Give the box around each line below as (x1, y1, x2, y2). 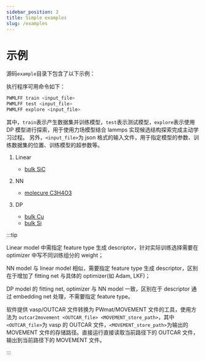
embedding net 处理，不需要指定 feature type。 (13, 292, 133, 300)
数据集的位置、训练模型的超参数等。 (11, 141, 103, 149)
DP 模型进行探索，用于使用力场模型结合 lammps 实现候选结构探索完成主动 (6, 126, 194, 133)
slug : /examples (6, 20, 48, 26)
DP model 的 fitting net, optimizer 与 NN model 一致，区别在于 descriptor (6, 285, 190, 292)
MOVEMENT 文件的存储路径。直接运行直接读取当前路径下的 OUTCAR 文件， (6, 329, 199, 336)
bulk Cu (24, 212, 44, 220)
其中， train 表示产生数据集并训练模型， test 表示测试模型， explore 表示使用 (6, 118, 195, 125)
